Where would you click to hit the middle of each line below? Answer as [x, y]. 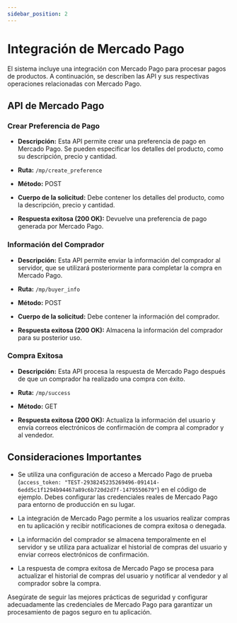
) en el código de [181, 489]
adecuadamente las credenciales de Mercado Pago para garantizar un [110, 604]
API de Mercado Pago [56, 106]
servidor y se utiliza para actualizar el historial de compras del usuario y [122, 547]
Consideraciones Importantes [75, 457]
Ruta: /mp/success [44, 392]
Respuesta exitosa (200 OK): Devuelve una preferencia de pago [112, 219]
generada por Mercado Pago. [60, 227]
